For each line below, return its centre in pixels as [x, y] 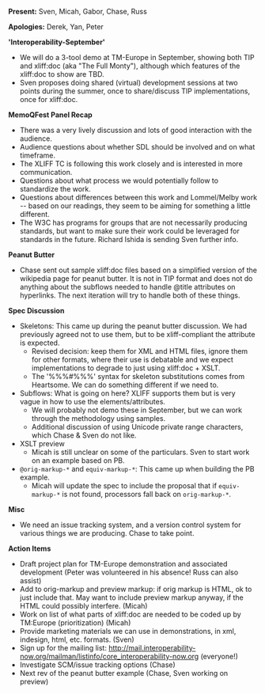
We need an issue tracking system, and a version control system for [130, 525]
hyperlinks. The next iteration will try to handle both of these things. [130, 295]
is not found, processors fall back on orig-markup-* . [147, 494]
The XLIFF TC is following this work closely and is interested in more [131, 164]
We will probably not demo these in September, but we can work [137, 410]
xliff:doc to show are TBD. [62, 74]
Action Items [30, 548]
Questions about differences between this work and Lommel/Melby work [138, 197]
